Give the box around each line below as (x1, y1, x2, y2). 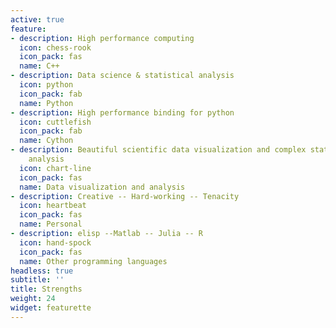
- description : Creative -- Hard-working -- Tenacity (10, 191, 240, 201)
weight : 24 (10, 294, 56, 304)
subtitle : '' (10, 275, 65, 285)
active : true (10, 14, 65, 25)
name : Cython (19, 136, 74, 146)
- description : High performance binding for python (10, 107, 235, 118)
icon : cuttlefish (19, 117, 92, 127)
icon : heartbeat (19, 201, 87, 211)
